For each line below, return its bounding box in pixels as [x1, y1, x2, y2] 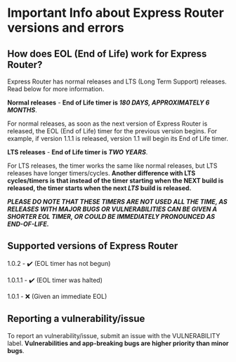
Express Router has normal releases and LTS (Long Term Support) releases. [7, 77, 227, 86]
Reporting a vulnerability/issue [7, 313, 145, 325]
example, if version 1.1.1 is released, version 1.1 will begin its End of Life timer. [7, 135, 228, 142]
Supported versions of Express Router [7, 240, 178, 252]
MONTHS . [7, 106, 37, 114]
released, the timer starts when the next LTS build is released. [7, 184, 192, 192]
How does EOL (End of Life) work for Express [7, 48, 207, 60]
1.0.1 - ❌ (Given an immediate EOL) [7, 292, 107, 300]
